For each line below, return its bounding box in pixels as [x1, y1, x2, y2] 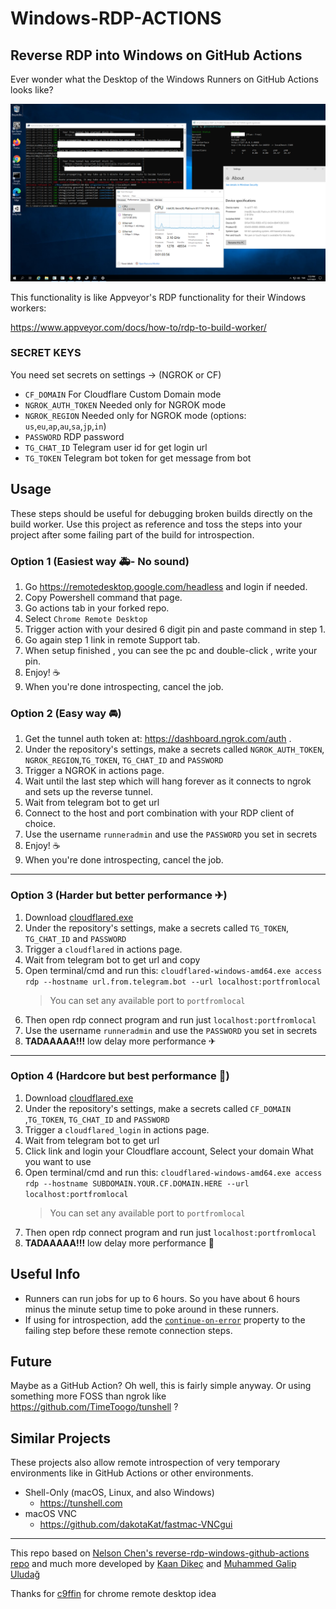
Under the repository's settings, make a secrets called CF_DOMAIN [24, 1102, 292, 1114]
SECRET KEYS [10, 346, 82, 360]
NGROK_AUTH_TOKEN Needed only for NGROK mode [24, 398, 227, 411]
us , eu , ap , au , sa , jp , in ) [24, 420, 107, 432]
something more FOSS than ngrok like [10, 1390, 167, 1402]
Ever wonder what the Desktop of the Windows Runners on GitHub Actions [10, 73, 319, 85]
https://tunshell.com [39, 1497, 123, 1509]
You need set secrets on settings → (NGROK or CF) [10, 368, 222, 381]
